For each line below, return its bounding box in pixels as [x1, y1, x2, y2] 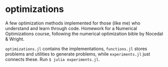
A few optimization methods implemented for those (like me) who [5, 20, 141, 26]
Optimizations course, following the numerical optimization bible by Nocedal [5, 30, 163, 36]
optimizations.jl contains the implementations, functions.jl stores [5, 45, 147, 51]
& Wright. [5, 36, 25, 42]
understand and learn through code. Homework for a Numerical [5, 25, 137, 31]
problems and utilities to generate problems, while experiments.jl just [5, 51, 150, 57]
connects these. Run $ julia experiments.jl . [5, 56, 100, 62]
